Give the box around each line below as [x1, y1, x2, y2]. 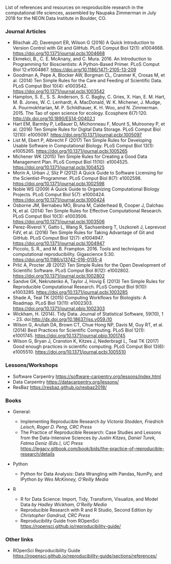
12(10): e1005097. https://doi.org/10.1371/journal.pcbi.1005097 [12, 132, 142, 138]
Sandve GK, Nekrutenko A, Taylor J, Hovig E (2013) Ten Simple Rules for [12, 278, 165, 285]
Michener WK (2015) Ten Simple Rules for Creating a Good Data [12, 153, 148, 160]
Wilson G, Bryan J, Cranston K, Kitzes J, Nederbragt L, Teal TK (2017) [12, 338, 159, 344]
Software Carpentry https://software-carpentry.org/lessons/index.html [12, 373, 161, 380]
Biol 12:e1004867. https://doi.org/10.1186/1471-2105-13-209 [12, 66, 137, 73]
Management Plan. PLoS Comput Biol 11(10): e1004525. [12, 159, 129, 165]
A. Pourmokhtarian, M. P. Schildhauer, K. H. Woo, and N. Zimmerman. [12, 105, 159, 111]
